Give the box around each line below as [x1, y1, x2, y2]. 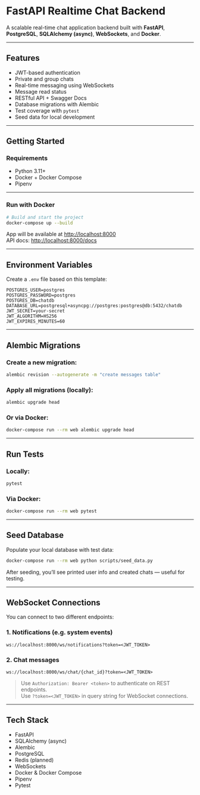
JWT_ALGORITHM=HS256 [6, 313, 58, 320]
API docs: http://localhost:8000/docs [6, 237, 97, 244]
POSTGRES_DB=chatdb [6, 298, 55, 304]
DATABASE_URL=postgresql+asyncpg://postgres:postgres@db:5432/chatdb [6, 303, 183, 309]
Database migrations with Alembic [14, 100, 99, 108]
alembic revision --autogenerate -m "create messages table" [6, 372, 161, 378]
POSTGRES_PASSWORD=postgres [6, 292, 76, 299]
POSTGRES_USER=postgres [6, 287, 65, 293]
